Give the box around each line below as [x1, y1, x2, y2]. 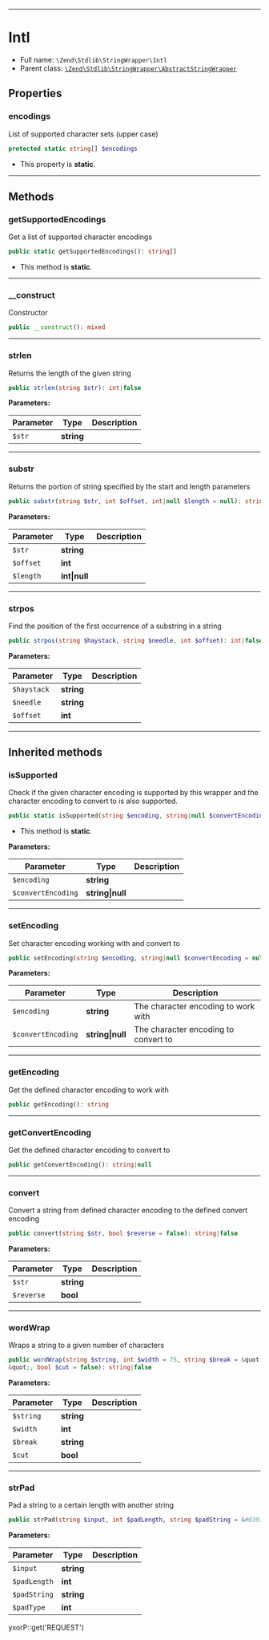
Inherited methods [8, 745, 102, 759]
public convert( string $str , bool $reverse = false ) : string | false [8, 1229, 239, 1238]
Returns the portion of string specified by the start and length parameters [8, 481, 251, 491]
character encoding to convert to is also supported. [8, 796, 179, 806]
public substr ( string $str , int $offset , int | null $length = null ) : [8, 497, 242, 505]
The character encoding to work [134, 1001, 255, 1012]
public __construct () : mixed [8, 323, 106, 331]
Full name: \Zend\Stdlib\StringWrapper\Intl [19, 55, 168, 64]
